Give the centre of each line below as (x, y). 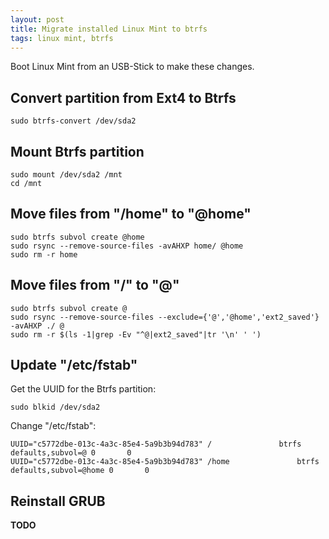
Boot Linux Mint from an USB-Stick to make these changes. (132, 67)
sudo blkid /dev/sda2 (55, 407)
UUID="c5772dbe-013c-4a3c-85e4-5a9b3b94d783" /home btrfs (165, 462)
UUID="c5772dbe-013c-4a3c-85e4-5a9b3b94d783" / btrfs (156, 444)
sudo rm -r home (44, 254)
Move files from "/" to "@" (95, 285)
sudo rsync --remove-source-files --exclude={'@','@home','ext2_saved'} (165, 317)
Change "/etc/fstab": (53, 426)
